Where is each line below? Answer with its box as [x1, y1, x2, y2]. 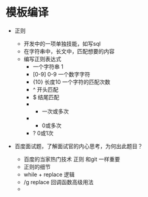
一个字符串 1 [32, 62, 64, 70]
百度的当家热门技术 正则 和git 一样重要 [23, 155, 120, 163]
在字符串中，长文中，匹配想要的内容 [23, 47, 115, 55]
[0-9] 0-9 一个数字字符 [32, 70, 91, 78]
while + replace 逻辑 [23, 171, 75, 178]
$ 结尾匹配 [32, 93, 60, 101]
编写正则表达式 [23, 55, 62, 62]
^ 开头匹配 [32, 86, 58, 93]
